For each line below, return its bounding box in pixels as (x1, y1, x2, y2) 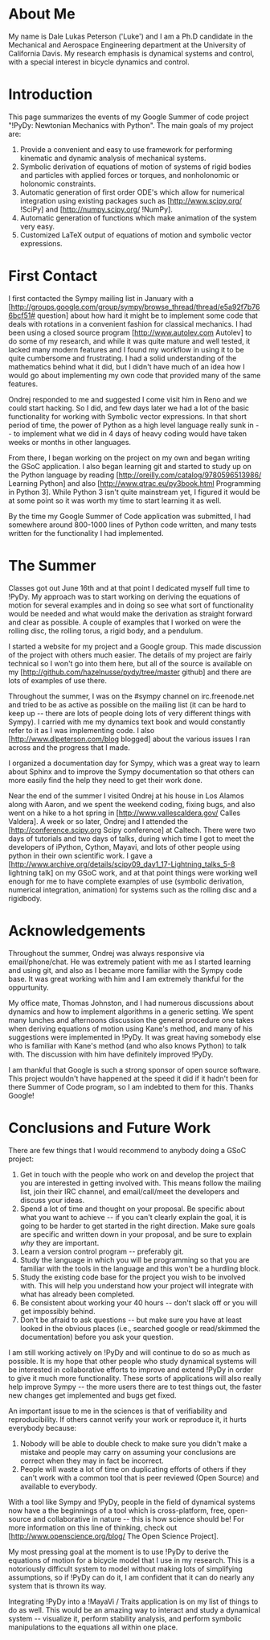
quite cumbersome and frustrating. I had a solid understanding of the (8, 353, 237, 363)
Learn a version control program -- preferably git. (19, 1246, 184, 1256)
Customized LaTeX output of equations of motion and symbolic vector (19, 230, 252, 240)
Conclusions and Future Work (8, 1119, 211, 1137)
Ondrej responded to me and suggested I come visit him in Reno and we (8, 394, 247, 404)
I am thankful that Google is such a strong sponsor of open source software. (8, 1065, 261, 1074)
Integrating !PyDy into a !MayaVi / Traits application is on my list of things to (8, 1597, 259, 1606)
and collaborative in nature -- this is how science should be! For (33, 1514, 244, 1523)
